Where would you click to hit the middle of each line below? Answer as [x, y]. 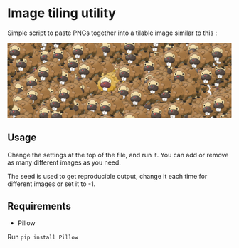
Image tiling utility [62, 13]
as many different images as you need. [64, 162]
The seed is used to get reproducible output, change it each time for [107, 176]
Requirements [39, 206]
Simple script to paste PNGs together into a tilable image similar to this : [112, 33]
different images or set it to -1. [52, 184]
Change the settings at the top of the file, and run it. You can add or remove [118, 155]
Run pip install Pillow [43, 237]
